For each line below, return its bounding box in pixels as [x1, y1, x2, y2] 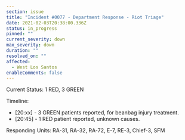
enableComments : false [6, 70, 63, 76]
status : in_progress [6, 25, 58, 32]
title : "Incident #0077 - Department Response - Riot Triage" [6, 14, 164, 20]
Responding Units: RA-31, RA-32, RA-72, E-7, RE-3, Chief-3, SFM [6, 127, 165, 134]
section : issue [6, 8, 44, 15]
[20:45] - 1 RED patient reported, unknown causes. [14, 116, 140, 123]
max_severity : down [6, 42, 55, 48]
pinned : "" [6, 31, 33, 37]
